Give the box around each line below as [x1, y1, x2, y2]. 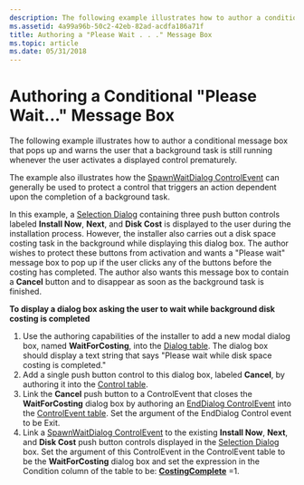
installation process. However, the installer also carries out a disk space [9, 228, 276, 239]
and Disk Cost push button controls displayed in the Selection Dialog [22, 437, 280, 448]
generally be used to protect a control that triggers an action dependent [9, 182, 278, 193]
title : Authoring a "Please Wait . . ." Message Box [9, 30, 213, 39]
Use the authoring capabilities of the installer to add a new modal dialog [22, 331, 291, 342]
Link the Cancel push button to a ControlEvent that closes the [22, 389, 253, 400]
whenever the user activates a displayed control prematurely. [9, 155, 238, 166]
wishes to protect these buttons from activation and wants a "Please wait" [9, 247, 286, 258]
